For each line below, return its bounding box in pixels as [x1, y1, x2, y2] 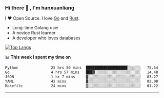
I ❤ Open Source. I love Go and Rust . [5, 16, 80, 21]
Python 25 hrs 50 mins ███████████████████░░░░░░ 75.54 [5, 65, 159, 70]
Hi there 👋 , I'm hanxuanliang [5, 4, 75, 11]
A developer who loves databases [12, 35, 81, 41]
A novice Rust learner [12, 30, 56, 36]
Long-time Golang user [12, 25, 59, 31]
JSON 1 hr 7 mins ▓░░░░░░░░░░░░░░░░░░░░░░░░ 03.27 [5, 75, 159, 80]
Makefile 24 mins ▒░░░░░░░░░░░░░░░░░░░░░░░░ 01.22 [5, 83, 159, 88]
